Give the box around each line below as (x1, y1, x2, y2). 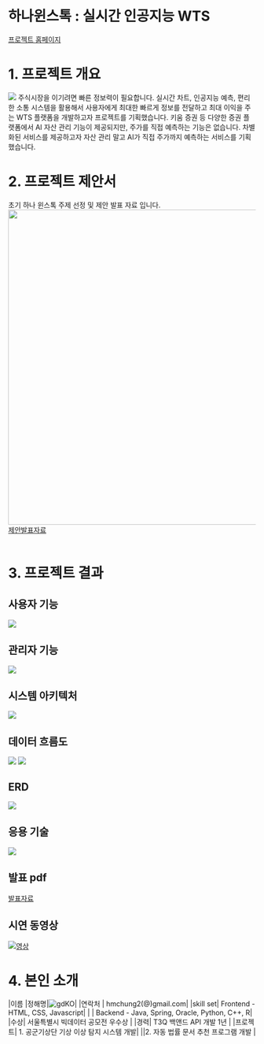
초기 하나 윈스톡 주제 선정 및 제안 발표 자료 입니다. (8, 200, 161, 210)
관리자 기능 (8, 644, 59, 657)
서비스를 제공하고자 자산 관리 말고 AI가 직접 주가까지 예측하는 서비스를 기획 (22, 132, 251, 142)
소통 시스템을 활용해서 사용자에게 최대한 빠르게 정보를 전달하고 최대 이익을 (16, 102, 244, 112)
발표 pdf (8, 871, 47, 885)
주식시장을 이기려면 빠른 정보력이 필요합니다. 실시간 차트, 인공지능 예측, (17, 92, 236, 102)
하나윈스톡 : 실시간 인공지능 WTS (8, 7, 211, 25)
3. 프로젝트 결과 (8, 564, 104, 581)
